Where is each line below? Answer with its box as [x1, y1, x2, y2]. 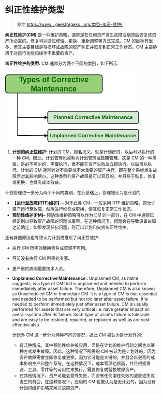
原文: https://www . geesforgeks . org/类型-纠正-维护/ [16, 21, 123, 27]
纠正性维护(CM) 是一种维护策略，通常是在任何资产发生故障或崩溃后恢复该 [5, 32, 152, 37]
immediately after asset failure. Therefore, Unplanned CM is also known [12, 286, 155, 291]
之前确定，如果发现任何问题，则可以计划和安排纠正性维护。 [12, 224, 131, 230]
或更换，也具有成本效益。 [12, 179, 63, 185]
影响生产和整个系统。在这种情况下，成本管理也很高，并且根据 [23, 360, 147, 366]
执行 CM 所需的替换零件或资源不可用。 [12, 245, 89, 251]
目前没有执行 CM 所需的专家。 [12, 255, 73, 261]
